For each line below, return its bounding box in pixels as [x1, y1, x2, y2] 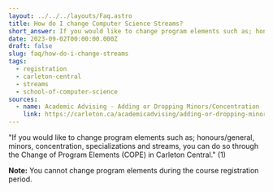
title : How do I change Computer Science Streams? [8, 20, 184, 28]
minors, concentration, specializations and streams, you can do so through [8, 142, 258, 151]
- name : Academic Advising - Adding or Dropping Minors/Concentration [15, 103, 260, 111]
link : [23, 111, 42, 119]
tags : [8, 58, 27, 66]
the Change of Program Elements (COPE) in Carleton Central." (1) [8, 150, 226, 159]
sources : [8, 95, 38, 103]
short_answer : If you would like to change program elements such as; [8, 27, 253, 35]
